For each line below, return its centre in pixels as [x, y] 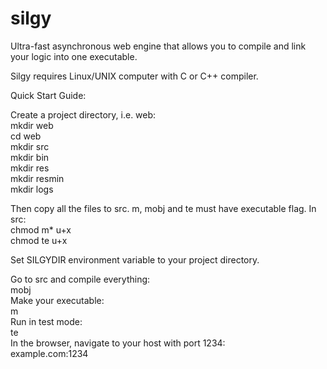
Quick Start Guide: [48, 95]
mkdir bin [30, 157]
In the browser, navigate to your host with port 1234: [118, 343]
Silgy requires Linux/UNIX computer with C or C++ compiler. [134, 76]
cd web [26, 136]
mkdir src [30, 146]
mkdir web [32, 125]
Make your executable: [57, 300]
